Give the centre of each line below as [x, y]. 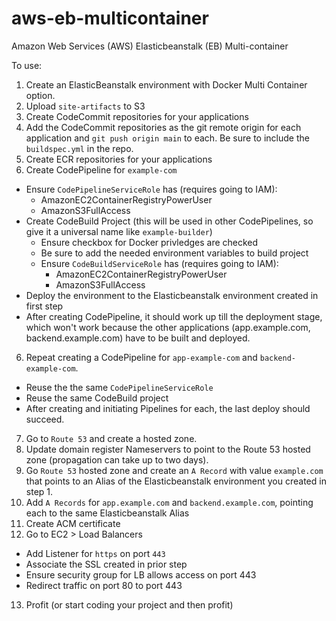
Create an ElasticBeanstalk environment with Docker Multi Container [166, 84]
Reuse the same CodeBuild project [97, 398]
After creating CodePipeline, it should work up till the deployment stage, [174, 316]
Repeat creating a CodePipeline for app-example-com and [141, 357]
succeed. [45, 419]
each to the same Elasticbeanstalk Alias [107, 513]
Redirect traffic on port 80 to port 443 [104, 585]
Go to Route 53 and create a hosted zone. [111, 438]
